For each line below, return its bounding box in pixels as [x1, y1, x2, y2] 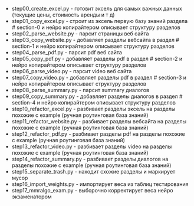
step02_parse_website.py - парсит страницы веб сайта [11, 30, 149, 37]
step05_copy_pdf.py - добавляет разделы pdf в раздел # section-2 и [11, 55, 183, 62]
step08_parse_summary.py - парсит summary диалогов [11, 87, 149, 93]
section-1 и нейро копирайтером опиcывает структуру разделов [11, 42, 175, 50]
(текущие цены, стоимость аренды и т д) [11, 11, 115, 18]
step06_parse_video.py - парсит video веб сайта [11, 68, 132, 74]
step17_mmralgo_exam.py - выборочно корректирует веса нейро [11, 187, 173, 194]
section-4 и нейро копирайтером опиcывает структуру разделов [11, 99, 176, 106]
